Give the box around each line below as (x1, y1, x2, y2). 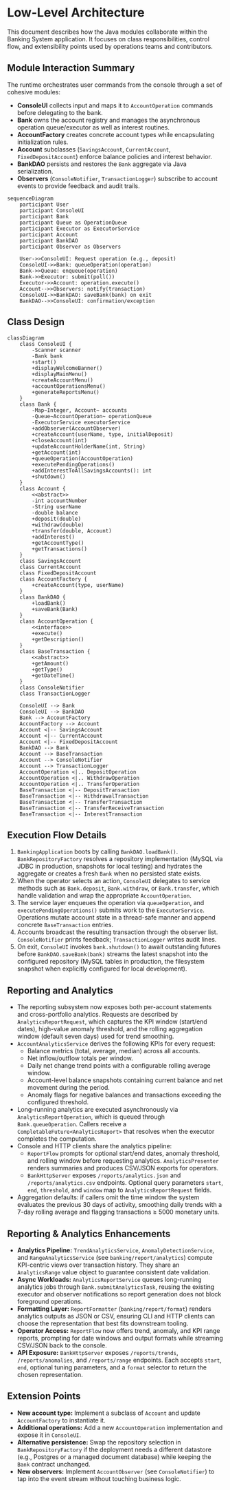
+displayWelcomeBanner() (32, 364, 103, 371)
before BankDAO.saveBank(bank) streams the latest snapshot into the (16, 950, 208, 958)
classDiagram (7, 334, 45, 342)
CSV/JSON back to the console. (16, 1341, 108, 1349)
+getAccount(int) (32, 449, 81, 456)
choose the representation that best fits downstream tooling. (16, 1319, 189, 1327)
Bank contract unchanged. (16, 1460, 91, 1468)
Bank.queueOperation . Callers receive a (16, 1120, 127, 1128)
